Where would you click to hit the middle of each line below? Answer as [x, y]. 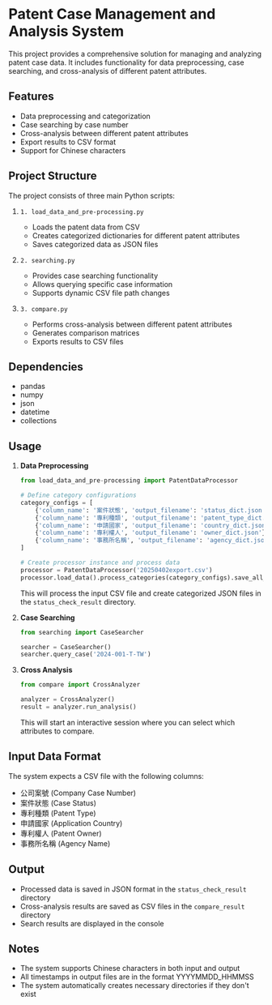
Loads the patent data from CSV [86, 227]
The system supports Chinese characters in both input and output [130, 969]
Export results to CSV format [68, 142]
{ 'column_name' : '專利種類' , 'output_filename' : [116, 518]
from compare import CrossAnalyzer [80, 685]
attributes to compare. [57, 731]
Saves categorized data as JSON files [95, 244]
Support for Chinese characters [73, 150]
